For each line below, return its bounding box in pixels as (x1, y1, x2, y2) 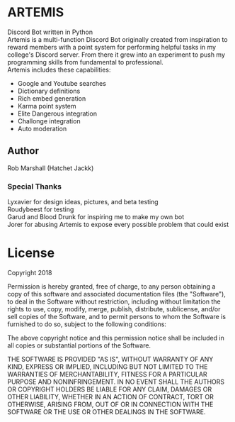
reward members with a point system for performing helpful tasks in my (7, 43, 217, 51)
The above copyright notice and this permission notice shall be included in (7, 333, 224, 342)
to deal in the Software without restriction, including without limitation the (7, 297, 221, 306)
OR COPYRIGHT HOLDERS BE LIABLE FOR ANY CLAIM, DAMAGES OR (7, 384, 212, 394)
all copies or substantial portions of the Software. (7, 341, 151, 350)
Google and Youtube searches (17, 79, 106, 87)
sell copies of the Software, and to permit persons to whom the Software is (7, 312, 227, 321)
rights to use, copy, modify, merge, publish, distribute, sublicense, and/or (7, 304, 221, 313)
